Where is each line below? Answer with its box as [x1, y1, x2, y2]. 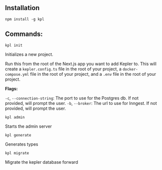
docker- [122, 67, 138, 72]
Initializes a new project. [5, 51, 53, 57]
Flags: [5, 85, 18, 91]
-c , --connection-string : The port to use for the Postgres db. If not [5, 95, 139, 101]
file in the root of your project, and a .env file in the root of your [30, 71, 156, 77]
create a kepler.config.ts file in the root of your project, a [5, 66, 122, 72]
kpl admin [5, 115, 25, 119]
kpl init [5, 43, 23, 48]
